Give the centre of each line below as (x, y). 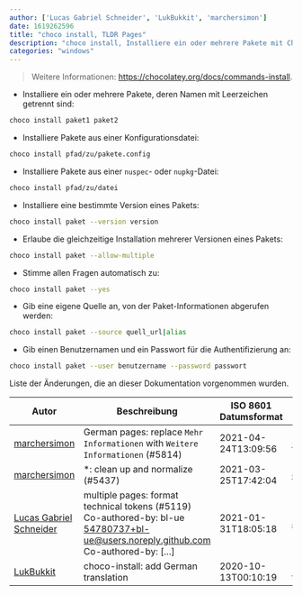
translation (106, 578)
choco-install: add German (141, 566)
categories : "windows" (52, 51)
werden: (38, 316)
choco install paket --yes (60, 289)
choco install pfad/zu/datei (64, 188)
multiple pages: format (131, 495)
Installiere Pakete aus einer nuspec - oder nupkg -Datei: (120, 171)
